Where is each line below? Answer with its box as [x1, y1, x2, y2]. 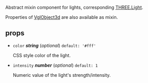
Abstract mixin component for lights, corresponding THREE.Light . [5, 5, 143, 10]
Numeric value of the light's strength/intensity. [12, 72, 111, 78]
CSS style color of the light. [12, 52, 71, 58]
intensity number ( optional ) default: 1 [12, 62, 98, 68]
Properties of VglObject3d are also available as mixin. [5, 14, 118, 20]
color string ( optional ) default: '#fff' [12, 42, 96, 48]
